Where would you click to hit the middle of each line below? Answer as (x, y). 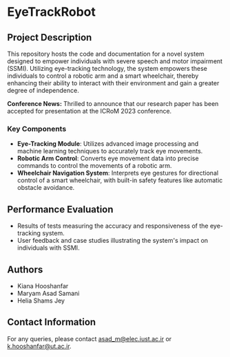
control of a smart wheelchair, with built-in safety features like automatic (120, 180)
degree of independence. (43, 90)
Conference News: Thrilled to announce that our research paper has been (113, 104)
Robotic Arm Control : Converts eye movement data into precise (108, 158)
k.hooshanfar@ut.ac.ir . (39, 346)
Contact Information (52, 322)
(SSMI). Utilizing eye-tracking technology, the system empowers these (107, 68)
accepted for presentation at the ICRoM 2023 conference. (90, 111)
